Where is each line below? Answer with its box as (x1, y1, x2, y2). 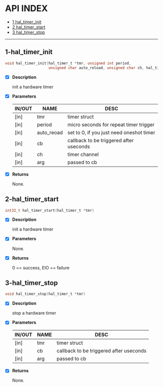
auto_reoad (37, 129, 63, 136)
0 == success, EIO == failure (12, 265, 69, 270)
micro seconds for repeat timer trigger (67, 121, 155, 128)
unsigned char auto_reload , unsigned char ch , (48, 65, 145, 70)
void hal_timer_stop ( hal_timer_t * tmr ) (5, 292, 86, 297)
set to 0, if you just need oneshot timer (67, 129, 155, 136)
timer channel (67, 151, 99, 158)
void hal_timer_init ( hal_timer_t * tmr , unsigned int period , (5, 61, 131, 66)
